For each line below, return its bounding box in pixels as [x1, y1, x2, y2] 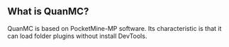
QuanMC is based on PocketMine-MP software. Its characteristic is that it [7, 24, 222, 32]
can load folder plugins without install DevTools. [7, 32, 147, 40]
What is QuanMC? [7, 6, 89, 18]
